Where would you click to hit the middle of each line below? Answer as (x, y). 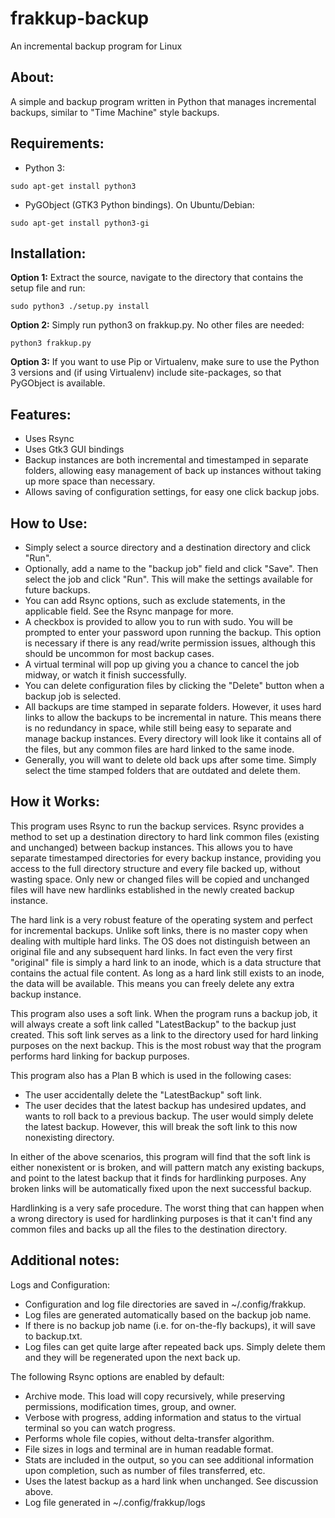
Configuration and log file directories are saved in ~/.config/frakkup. (165, 1304)
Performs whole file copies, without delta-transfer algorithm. (149, 1438)
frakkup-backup (80, 18)
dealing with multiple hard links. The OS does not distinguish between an (160, 941)
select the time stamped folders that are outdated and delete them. (162, 770)
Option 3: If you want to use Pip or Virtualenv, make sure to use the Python (165, 362)
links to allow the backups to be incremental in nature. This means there (173, 717)
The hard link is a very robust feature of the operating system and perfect (161, 919)
